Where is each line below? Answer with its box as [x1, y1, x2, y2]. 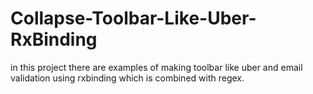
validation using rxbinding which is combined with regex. [10, 72, 245, 84]
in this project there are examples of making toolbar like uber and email [10, 61, 303, 73]
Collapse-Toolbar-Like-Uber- [10, 7, 257, 30]
